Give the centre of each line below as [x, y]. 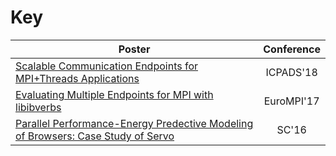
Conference [292, 49]
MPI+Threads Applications [77, 78]
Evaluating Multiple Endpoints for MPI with [114, 94]
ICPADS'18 [291, 72]
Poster [134, 49]
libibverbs [38, 107]
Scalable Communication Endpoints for [107, 66]
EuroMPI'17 [291, 101]
